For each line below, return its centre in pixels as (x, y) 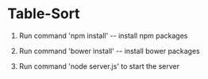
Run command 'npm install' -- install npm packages (103, 36)
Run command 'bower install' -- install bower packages (109, 51)
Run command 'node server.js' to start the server (99, 66)
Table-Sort (44, 14)
